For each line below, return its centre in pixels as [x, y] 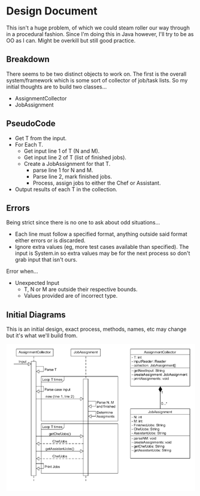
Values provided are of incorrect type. [71, 296]
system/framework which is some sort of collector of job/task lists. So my [97, 80]
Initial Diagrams [36, 315]
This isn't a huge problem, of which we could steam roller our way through [98, 28]
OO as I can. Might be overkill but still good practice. [71, 40]
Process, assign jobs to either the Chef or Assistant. [97, 183]
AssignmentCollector [41, 98]
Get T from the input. [41, 138]
